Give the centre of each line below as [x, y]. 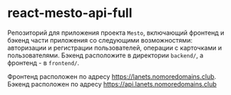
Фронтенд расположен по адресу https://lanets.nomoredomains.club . [112, 77]
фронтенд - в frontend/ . [43, 62]
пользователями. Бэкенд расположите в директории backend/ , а [106, 55]
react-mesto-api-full [70, 13]
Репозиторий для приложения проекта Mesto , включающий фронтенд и [116, 33]
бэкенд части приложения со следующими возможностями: [100, 40]
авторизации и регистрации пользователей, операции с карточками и [115, 47]
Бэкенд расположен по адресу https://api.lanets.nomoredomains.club [112, 84]
